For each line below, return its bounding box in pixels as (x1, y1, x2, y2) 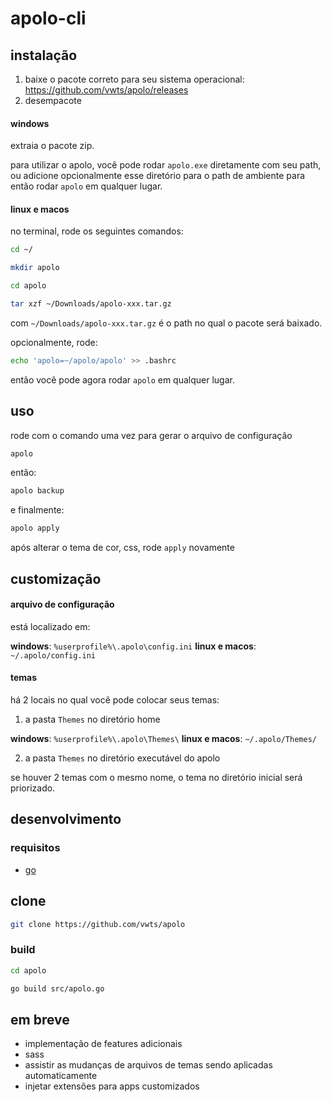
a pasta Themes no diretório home (24, 713, 161, 726)
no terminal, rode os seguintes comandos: (10, 225, 184, 237)
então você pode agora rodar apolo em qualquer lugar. (10, 373, 235, 386)
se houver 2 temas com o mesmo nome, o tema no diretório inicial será (10, 772, 303, 784)
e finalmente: (10, 504, 65, 516)
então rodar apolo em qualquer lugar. (10, 180, 163, 192)
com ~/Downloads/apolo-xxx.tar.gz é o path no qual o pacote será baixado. (10, 317, 323, 329)
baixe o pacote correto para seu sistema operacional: (24, 73, 245, 85)
